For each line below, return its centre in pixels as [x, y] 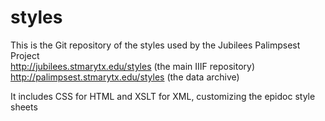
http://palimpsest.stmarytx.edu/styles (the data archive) [125, 77]
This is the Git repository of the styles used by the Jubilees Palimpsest [155, 45]
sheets [24, 107]
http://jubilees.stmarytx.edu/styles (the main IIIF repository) [132, 66]
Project [25, 55]
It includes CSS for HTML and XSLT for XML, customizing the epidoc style [163, 96]
